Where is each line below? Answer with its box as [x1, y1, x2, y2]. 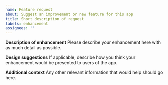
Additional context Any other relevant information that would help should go [5, 69, 163, 75]
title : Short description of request [5, 16, 84, 21]
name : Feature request [5, 7, 53, 12]
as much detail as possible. [5, 45, 62, 51]
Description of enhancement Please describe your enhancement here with [5, 39, 161, 45]
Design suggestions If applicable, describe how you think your [5, 54, 136, 60]
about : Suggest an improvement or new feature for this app [5, 12, 134, 17]
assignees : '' [5, 26, 35, 31]
